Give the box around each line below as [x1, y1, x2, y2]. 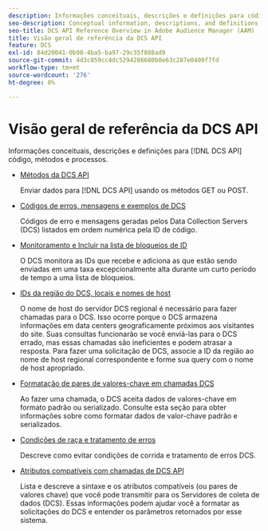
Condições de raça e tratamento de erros [19, 435, 156, 445]
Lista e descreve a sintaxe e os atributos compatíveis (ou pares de [19, 481, 238, 491]
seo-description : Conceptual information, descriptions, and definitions [8, 19, 259, 27]
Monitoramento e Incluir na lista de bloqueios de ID [19, 240, 187, 250]
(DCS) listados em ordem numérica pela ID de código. [19, 225, 198, 235]
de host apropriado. [19, 363, 85, 373]
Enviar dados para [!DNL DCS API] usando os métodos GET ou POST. [19, 185, 249, 196]
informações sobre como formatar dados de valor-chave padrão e [19, 411, 238, 421]
